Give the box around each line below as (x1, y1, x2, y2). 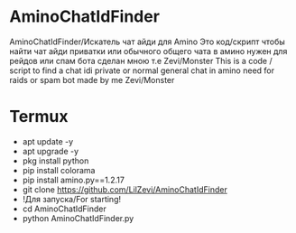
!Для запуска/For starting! (22, 193, 122, 204)
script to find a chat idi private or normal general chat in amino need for (9, 65, 275, 76)
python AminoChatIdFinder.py (22, 212, 134, 223)
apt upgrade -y (22, 145, 79, 156)
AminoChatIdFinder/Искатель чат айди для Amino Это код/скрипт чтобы (9, 36, 286, 47)
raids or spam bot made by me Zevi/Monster (9, 74, 175, 85)
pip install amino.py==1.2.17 (22, 174, 125, 185)
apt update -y (22, 135, 74, 146)
